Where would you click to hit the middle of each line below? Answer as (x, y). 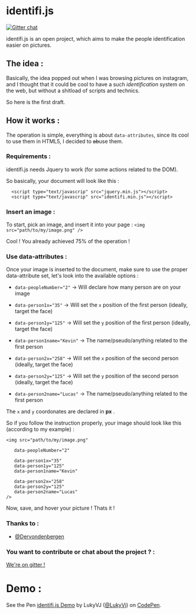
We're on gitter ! (26, 565)
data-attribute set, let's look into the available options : (72, 276)
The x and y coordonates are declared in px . (61, 412)
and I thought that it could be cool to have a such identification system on (96, 84)
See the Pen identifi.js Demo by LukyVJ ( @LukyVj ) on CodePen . (84, 605)
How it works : (33, 120)
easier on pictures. (29, 45)
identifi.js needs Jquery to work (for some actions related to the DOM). (92, 169)
